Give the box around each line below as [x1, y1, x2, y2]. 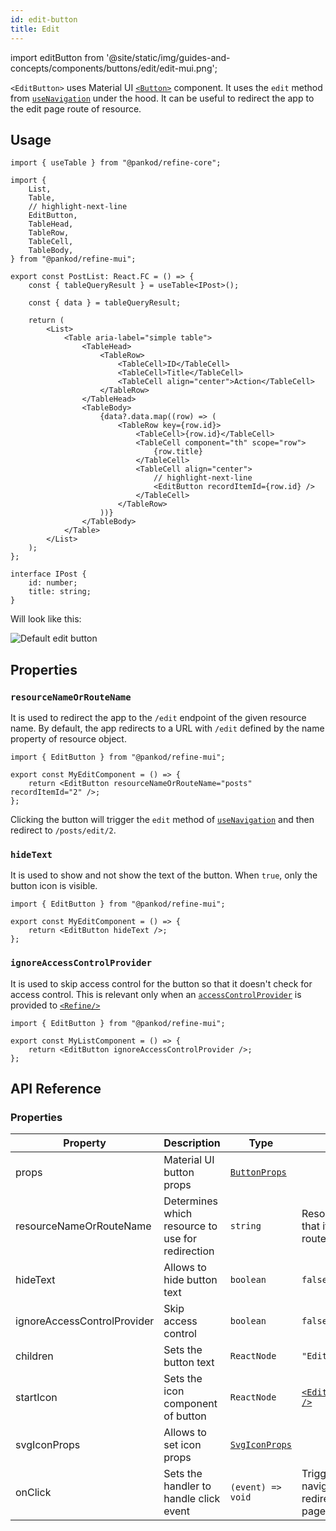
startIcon [15, 1391, 58, 1405]
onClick [15, 1486, 52, 1500]
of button [163, 1409, 207, 1423]
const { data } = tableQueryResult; [28, 298, 182, 308]
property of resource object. [10, 733, 127, 745]
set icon [163, 1438, 202, 1452]
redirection [163, 1244, 215, 1258]
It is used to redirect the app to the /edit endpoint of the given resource [10, 712, 307, 723]
